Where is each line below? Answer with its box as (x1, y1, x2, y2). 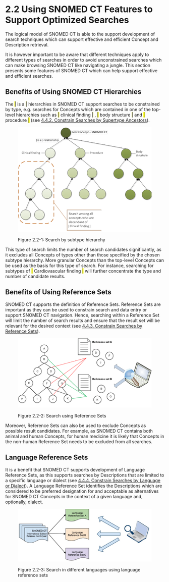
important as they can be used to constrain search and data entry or (5, 306, 147, 312)
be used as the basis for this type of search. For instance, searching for (5, 262, 154, 269)
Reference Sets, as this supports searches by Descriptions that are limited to (5, 472, 164, 478)
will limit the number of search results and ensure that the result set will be (5, 317, 160, 324)
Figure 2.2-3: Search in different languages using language (18, 567, 141, 573)
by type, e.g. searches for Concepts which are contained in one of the (5, 106, 151, 112)
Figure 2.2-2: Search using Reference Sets (18, 412, 106, 418)
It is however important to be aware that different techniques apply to (5, 51, 149, 58)
